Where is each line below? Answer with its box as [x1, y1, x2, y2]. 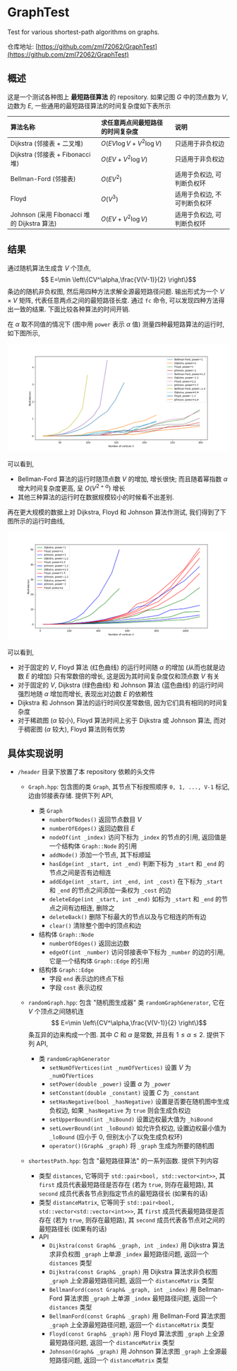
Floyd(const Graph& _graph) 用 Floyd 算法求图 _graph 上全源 [49, 1329, 224, 1338]
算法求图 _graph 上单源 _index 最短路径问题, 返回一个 [63, 1294, 218, 1302]
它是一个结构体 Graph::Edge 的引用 [49, 956, 150, 966]
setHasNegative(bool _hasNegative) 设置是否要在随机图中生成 [49, 1097, 230, 1106]
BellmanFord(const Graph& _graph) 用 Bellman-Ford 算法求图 [49, 1312, 226, 1320]
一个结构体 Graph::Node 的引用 [49, 842, 138, 850]
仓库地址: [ [7, 42, 39, 50]
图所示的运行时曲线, [7, 517, 66, 526]
